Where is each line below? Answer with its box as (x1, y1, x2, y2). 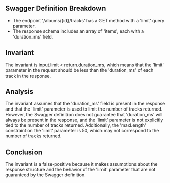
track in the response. (5, 72, 51, 79)
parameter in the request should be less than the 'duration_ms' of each (5, 67, 154, 73)
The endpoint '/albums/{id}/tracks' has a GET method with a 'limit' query (12, 17, 165, 23)
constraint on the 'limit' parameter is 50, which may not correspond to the (5, 128, 159, 134)
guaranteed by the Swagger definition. (5, 172, 86, 178)
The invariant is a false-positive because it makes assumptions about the (5, 161, 158, 167)
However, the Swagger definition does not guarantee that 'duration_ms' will (5, 112, 163, 118)
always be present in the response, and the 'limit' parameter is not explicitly (5, 117, 163, 123)
